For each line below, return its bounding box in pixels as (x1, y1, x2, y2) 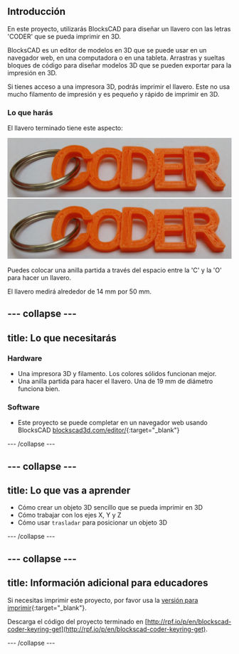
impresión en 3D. (7, 68, 58, 77)
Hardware (7, 353, 43, 363)
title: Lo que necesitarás (7, 332, 117, 344)
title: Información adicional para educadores (7, 577, 208, 589)
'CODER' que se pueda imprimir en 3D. (7, 32, 122, 41)
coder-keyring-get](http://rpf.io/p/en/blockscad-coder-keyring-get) (7, 625, 206, 633)
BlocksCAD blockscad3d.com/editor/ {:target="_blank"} (17, 426, 180, 434)
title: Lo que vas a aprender (7, 484, 131, 496)
